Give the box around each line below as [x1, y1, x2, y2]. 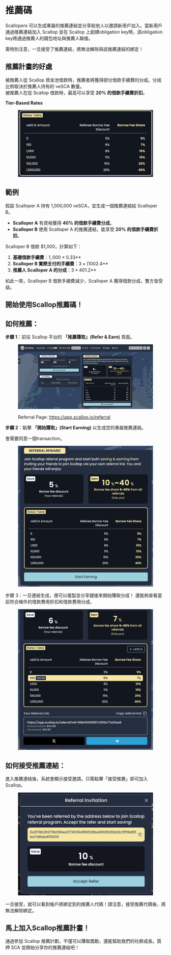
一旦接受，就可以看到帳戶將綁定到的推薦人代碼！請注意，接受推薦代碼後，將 [5, 901, 166, 907]
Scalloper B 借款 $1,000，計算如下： [5, 243, 82, 250]
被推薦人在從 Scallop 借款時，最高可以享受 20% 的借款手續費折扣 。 [5, 90, 148, 96]
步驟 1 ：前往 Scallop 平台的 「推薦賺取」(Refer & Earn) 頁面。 [5, 334, 135, 340]
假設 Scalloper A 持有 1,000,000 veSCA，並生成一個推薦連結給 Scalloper [5, 202, 158, 209]
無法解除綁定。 [5, 907, 37, 913]
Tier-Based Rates [5, 100, 43, 106]
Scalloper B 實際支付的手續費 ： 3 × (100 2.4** [12, 260, 108, 266]
